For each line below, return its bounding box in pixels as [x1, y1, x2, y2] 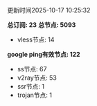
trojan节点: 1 [17, 91, 52, 99]
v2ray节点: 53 [17, 73, 57, 82]
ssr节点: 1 [17, 82, 45, 90]
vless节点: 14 [17, 35, 55, 44]
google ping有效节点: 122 [7, 51, 81, 58]
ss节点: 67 [17, 65, 47, 73]
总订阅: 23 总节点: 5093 [7, 21, 76, 29]
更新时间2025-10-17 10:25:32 [7, 6, 91, 14]
